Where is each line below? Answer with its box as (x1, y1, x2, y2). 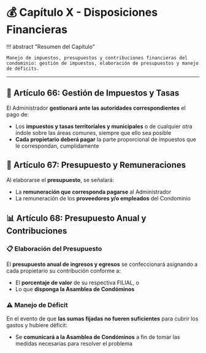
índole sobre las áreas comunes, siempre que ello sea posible (15, 129, 172, 136)
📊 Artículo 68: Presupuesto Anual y (6, 213, 147, 223)
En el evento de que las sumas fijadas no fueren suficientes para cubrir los (6, 314, 199, 322)
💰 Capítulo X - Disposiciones (6, 6, 158, 20)
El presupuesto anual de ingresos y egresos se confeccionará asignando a (6, 260, 198, 268)
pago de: (6, 110, 29, 118)
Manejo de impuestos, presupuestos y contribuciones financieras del (6, 55, 188, 61)
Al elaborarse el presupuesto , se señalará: (6, 176, 115, 183)
